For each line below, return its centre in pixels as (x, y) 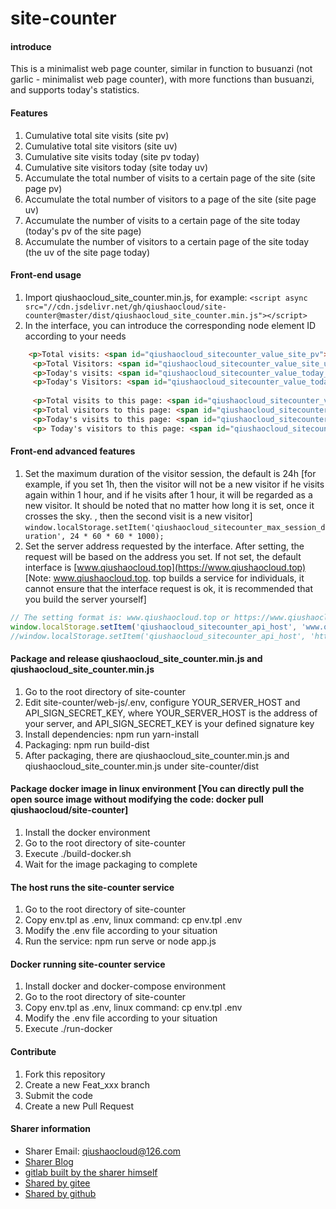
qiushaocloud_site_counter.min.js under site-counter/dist (142, 766)
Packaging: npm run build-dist (87, 744)
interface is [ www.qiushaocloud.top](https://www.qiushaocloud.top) (165, 567)
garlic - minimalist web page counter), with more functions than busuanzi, (162, 79)
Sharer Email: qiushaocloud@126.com (103, 1151)
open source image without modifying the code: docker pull (137, 799)
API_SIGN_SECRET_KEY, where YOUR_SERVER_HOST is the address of (171, 713)
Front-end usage (46, 275)
